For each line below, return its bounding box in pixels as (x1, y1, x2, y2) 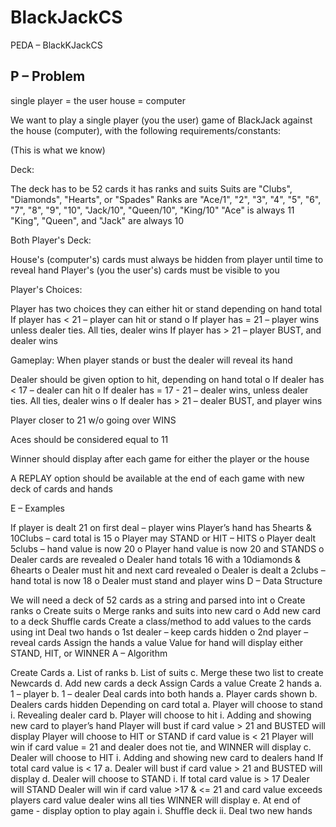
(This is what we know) (10, 144, 106, 156)
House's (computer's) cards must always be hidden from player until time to (10, 253, 324, 265)
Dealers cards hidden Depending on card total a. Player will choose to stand (10, 698, 323, 710)
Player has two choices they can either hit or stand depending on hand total (10, 302, 323, 315)
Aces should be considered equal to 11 (10, 433, 169, 445)
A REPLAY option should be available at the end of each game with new (10, 472, 305, 484)
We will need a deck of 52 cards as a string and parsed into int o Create (10, 594, 306, 606)
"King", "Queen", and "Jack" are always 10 (10, 214, 185, 226)
